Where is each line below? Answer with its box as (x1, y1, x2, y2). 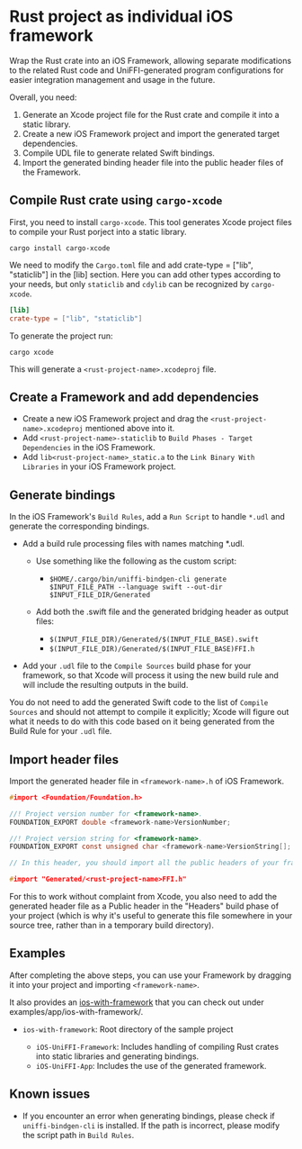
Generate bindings (9, 487, 116, 502)
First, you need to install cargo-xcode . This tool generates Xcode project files (9, 216, 292, 227)
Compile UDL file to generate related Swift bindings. (22, 147, 216, 158)
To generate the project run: (9, 330, 114, 341)
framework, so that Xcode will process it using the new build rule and (22, 670, 279, 681)
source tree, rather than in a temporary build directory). (9, 920, 214, 931)
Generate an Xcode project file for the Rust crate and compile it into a (22, 109, 280, 120)
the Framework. (22, 167, 81, 177)
